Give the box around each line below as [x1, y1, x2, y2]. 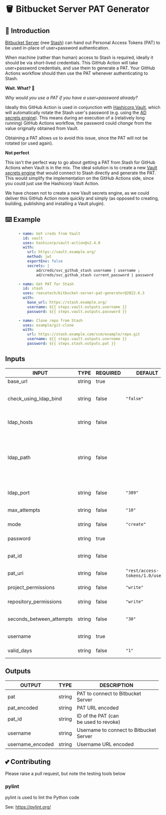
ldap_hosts [7, 418, 33, 425]
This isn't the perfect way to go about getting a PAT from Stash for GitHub [5, 159, 156, 165]
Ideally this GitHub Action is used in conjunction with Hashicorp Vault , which [5, 104, 161, 110]
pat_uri [7, 569, 24, 576]
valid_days [7, 647, 32, 654]
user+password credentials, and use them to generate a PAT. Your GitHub [5, 65, 156, 71]
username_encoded [7, 741, 54, 748]
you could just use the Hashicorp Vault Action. [5, 181, 100, 186]
